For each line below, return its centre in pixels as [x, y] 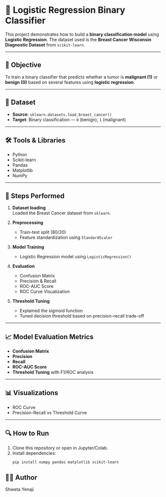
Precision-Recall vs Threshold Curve [50, 412]
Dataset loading [29, 208]
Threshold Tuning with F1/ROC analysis [53, 372]
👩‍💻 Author [21, 477]
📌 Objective [23, 65]
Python [20, 155]
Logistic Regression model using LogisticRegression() [76, 257]
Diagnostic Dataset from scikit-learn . [45, 45]
